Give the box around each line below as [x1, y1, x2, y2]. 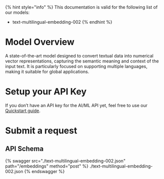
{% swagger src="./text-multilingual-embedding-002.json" [5, 158, 126, 164]
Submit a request [5, 125, 78, 136]
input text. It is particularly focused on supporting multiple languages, [5, 63, 148, 69]
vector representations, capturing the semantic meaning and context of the [5, 58, 159, 64]
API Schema [5, 145, 44, 153]
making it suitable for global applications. [5, 68, 89, 74]
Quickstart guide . [5, 108, 41, 114]
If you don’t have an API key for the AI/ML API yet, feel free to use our [5, 102, 148, 108]
